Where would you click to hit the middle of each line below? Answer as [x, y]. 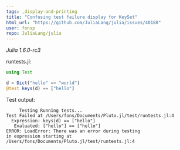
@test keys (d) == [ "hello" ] [40, 88]
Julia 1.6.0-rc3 [23, 50]
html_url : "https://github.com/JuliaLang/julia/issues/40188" [84, 22]
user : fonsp [21, 28]
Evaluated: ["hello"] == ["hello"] [57, 126]
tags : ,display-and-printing [42, 11]
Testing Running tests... [51, 110]
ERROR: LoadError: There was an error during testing [73, 131]
